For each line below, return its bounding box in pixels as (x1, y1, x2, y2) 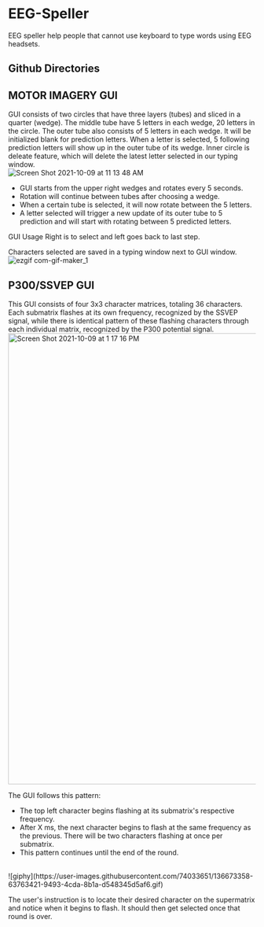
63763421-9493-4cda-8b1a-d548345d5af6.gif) (8, 879, 163, 889)
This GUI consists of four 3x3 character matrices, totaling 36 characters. (8, 299, 244, 308)
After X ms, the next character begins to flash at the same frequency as (19, 822, 251, 832)
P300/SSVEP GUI (8, 279, 95, 292)
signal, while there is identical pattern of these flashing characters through (8, 316, 249, 325)
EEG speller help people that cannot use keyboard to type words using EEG (8, 31, 252, 40)
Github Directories (8, 62, 101, 76)
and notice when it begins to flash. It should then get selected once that (8, 903, 241, 913)
